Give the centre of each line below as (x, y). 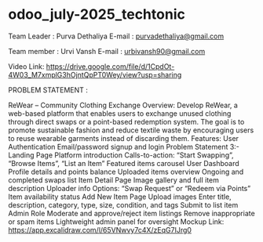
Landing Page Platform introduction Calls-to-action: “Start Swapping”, (121, 155)
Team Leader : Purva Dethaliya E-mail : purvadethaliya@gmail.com (116, 36)
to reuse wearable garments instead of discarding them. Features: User (124, 138)
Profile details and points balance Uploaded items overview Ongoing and (126, 172)
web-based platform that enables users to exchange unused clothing (120, 113)
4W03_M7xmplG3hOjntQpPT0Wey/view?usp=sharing (95, 74)
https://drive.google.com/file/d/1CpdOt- (110, 66)
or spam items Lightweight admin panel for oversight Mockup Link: (116, 222)
